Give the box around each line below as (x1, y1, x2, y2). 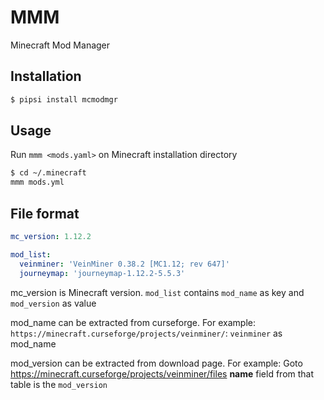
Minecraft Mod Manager (10, 39, 111, 51)
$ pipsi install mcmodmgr (10, 94, 118, 105)
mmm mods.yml (10, 177, 65, 188)
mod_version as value (10, 297, 97, 309)
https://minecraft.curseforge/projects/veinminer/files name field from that (10, 367, 315, 380)
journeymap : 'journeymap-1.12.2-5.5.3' (19, 268, 186, 278)
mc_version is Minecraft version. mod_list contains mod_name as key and (10, 286, 305, 298)
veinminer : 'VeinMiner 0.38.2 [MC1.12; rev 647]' (19, 259, 230, 269)
